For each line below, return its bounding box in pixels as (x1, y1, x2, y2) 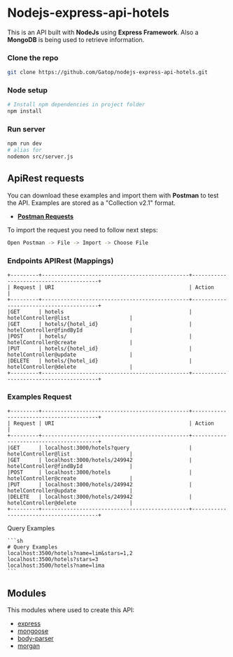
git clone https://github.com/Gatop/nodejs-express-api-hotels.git (7, 69, 209, 76)
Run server (7, 125, 45, 134)
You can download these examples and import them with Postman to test (7, 191, 219, 199)
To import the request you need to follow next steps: (7, 225, 159, 234)
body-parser (17, 635, 54, 643)
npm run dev (7, 140, 42, 148)
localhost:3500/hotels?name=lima (7, 562, 105, 570)
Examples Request (7, 392, 72, 402)
